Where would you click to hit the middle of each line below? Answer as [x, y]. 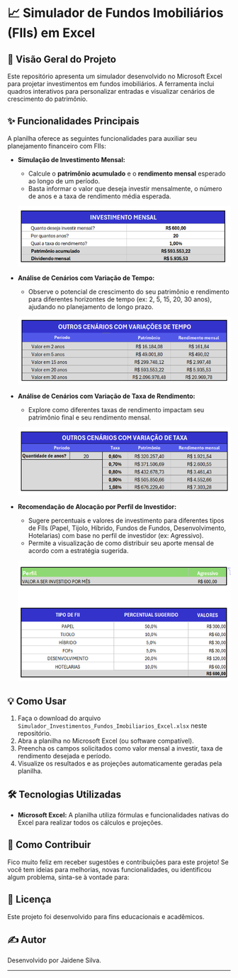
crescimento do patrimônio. [48, 99]
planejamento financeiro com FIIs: [57, 146]
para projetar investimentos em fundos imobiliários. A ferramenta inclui [111, 84]
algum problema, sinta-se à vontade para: [68, 877]
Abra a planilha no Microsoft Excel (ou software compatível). [106, 741]
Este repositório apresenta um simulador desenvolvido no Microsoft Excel [115, 76]
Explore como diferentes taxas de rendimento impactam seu [116, 409]
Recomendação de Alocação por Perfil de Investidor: [97, 506]
